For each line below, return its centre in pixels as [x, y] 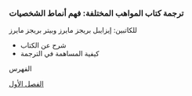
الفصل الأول [26, 84]
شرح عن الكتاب [43, 45]
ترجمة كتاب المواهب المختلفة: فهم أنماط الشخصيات [96, 13]
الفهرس [20, 69]
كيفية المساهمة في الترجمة [60, 54]
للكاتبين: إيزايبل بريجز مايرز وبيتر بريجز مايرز [73, 30]
